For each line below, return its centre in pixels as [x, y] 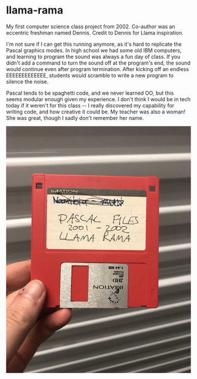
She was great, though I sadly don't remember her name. [75, 118]
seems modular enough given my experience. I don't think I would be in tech [98, 99]
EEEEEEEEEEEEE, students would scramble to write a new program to [90, 75]
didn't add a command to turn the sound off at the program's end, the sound [98, 63]
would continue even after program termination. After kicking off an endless [98, 69]
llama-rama [35, 10]
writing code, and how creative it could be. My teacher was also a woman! [96, 112]
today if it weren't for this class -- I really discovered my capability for [90, 105]
